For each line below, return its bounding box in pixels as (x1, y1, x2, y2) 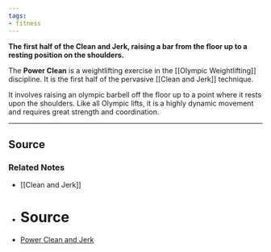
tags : (8, 11, 27, 20)
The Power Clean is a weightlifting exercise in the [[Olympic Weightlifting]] (8, 65, 256, 75)
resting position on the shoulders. (8, 50, 125, 60)
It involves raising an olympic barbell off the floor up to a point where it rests (8, 89, 262, 99)
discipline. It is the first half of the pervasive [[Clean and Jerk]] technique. (8, 74, 254, 84)
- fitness (8, 19, 42, 27)
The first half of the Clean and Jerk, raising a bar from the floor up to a (8, 41, 248, 51)
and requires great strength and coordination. (8, 106, 160, 117)
